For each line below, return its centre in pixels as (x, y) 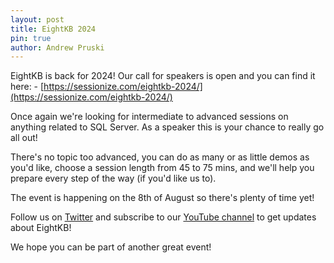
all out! (24, 138)
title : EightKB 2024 (53, 29)
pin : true (31, 38)
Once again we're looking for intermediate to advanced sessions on (149, 117)
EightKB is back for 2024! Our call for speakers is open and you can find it (163, 76)
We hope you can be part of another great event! (111, 247)
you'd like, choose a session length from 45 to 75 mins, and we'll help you (162, 168)
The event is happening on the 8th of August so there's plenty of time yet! (162, 198)
